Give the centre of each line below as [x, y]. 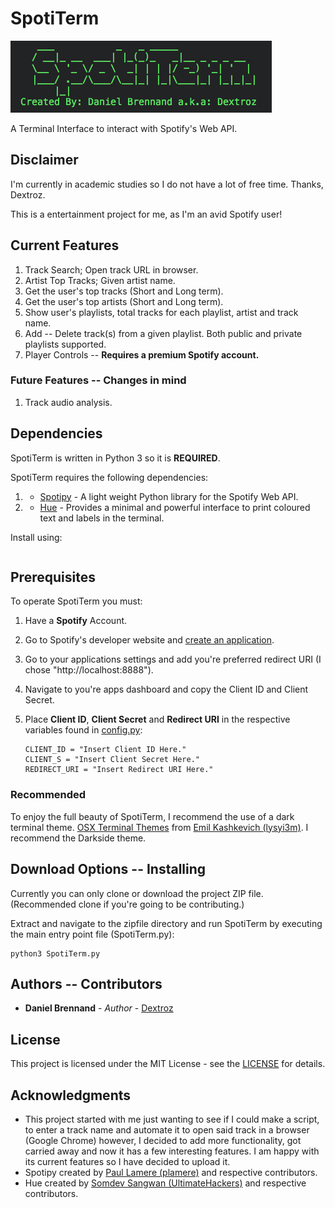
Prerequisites [53, 577]
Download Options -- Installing [108, 869]
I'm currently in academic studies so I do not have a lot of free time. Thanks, [167, 184]
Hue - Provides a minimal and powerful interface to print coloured [175, 507]
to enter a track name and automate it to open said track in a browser [167, 1130]
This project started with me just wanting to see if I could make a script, [172, 1119]
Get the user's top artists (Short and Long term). [124, 301]
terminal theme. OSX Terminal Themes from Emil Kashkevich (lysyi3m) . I [159, 827]
